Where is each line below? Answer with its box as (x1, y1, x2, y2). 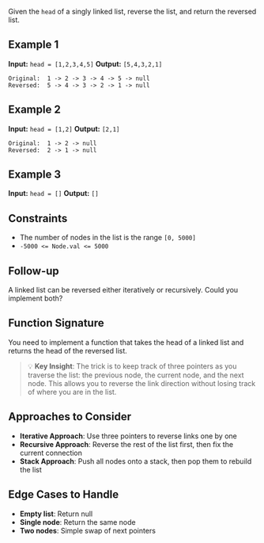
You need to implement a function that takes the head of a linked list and (8, 337, 244, 347)
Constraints (8, 212, 68, 225)
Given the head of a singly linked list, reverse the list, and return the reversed (8, 7, 257, 16)
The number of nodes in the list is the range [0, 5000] (19, 233, 196, 243)
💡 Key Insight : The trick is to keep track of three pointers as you (27, 361, 237, 371)
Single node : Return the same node (19, 517, 136, 526)
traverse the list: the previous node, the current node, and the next (27, 370, 244, 380)
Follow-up (8, 264, 59, 277)
